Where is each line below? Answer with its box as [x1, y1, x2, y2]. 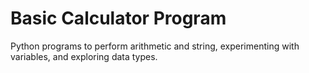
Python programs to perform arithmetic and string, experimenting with [10, 40, 300, 52]
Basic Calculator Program [10, 7, 227, 30]
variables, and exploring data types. [10, 50, 158, 62]
